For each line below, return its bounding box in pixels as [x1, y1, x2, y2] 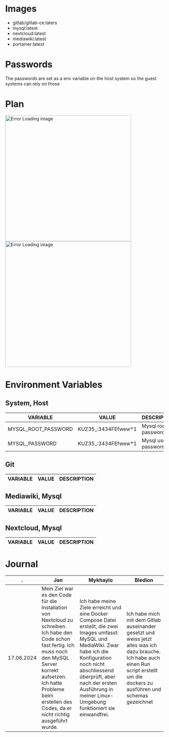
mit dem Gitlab [126, 617, 161, 624]
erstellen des [41, 698, 72, 705]
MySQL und [79, 635, 108, 642]
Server [41, 660, 58, 668]
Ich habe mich [126, 610, 160, 617]
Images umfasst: [79, 629, 119, 636]
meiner [79, 692, 97, 699]
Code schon [41, 635, 70, 642]
